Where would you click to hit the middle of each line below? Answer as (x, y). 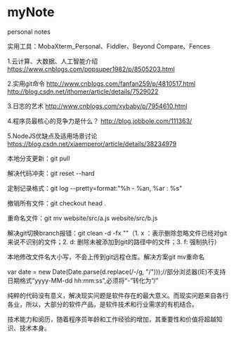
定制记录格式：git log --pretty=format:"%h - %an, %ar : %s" (95, 188)
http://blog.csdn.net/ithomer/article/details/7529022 (83, 91)
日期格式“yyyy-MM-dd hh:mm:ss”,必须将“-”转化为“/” (83, 280)
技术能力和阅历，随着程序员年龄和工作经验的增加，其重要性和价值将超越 (112, 319)
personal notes (29, 32)
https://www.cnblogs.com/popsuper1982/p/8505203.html (91, 69)
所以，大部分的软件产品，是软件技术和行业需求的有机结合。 (112, 304)
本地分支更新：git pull (39, 158)
